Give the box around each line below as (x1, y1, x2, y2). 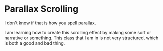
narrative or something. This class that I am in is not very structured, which (4, 35, 159, 41)
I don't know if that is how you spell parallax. (4, 20, 96, 26)
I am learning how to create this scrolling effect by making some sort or (4, 29, 151, 35)
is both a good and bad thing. (4, 40, 65, 46)
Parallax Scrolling (4, 3, 79, 15)
